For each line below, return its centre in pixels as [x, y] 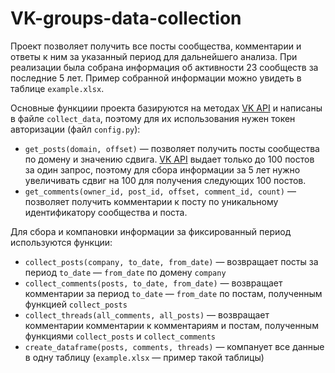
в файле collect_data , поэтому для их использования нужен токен [153, 118]
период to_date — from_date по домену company [125, 272]
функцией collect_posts [76, 304]
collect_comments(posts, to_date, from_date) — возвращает [153, 283]
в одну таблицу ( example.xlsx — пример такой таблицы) [144, 357]
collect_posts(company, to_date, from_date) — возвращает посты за [171, 261]
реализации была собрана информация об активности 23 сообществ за [164, 67]
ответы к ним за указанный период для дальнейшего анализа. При [154, 56]
